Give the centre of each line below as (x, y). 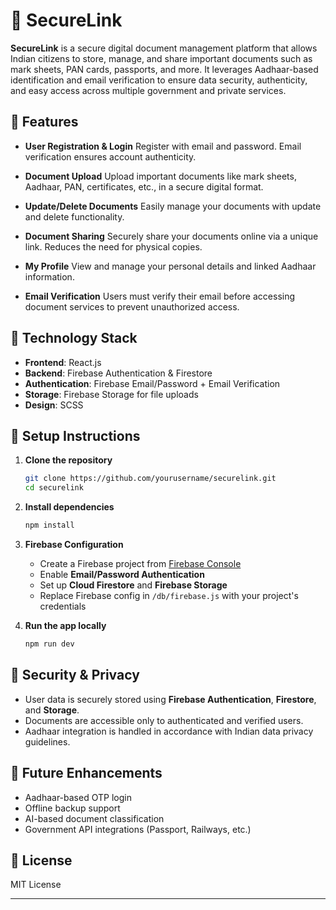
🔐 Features (44, 122)
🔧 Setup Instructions (75, 435)
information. (49, 276)
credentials (63, 606)
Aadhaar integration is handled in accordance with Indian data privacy (169, 731)
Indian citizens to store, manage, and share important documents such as (161, 58)
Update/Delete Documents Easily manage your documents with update (173, 206)
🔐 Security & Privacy (75, 675)
